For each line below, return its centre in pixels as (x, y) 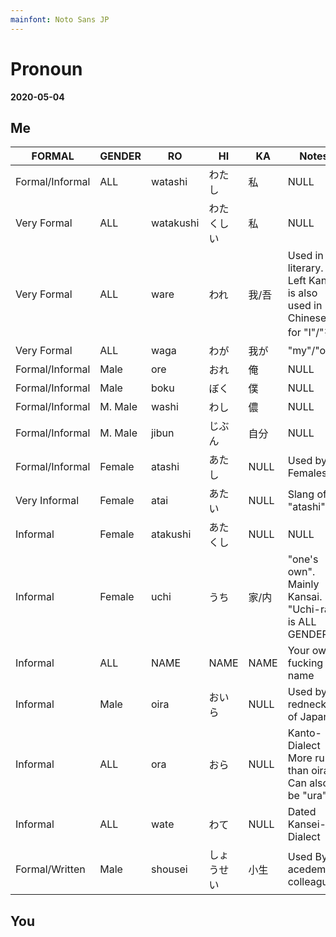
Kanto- (304, 733)
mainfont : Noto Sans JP (60, 19)
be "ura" (307, 796)
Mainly (303, 584)
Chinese (307, 318)
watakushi (175, 223)
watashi (169, 182)
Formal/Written (50, 869)
